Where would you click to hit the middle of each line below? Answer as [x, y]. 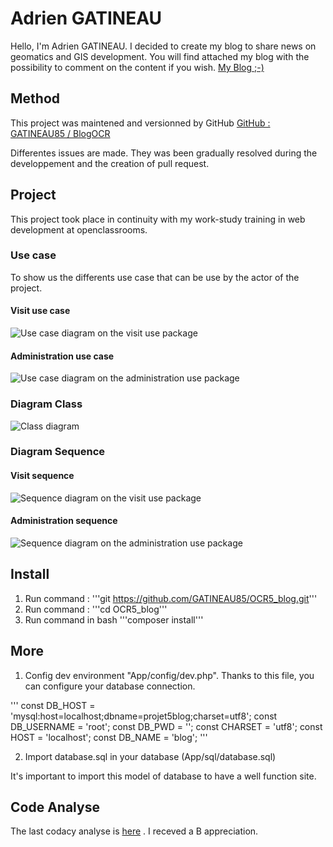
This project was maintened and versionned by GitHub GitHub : [140, 123]
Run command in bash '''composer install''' [114, 619]
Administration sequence [64, 521]
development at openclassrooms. [79, 229]
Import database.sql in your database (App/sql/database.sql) [150, 756]
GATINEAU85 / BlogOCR [60, 133]
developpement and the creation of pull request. [110, 163]
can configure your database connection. [110, 686]
